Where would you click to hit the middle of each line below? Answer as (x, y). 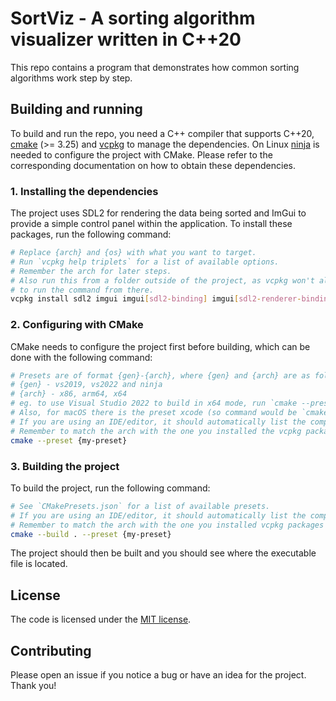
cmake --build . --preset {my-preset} (91, 534)
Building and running (76, 109)
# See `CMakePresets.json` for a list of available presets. (140, 506)
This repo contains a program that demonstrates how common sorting (155, 67)
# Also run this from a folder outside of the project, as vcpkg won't (162, 280)
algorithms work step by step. (71, 78)
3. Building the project (65, 466)
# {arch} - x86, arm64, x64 (69, 394)
